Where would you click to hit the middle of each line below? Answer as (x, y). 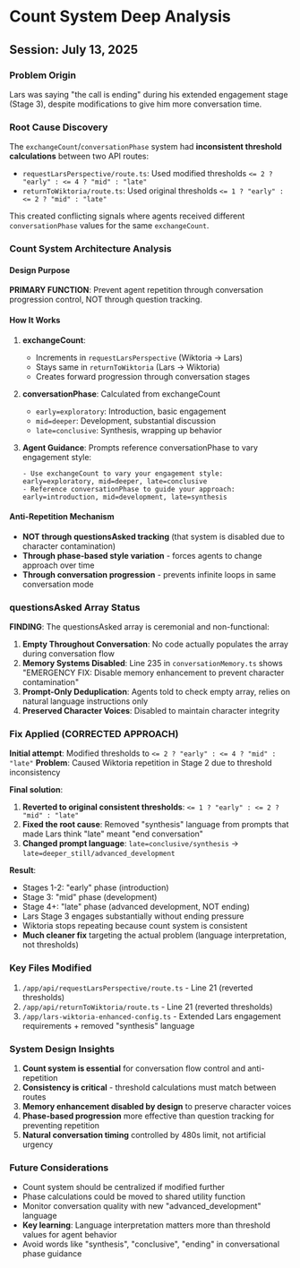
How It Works (35, 320)
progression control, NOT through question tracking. (106, 300)
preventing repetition (61, 1125)
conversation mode (58, 584)
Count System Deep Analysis (120, 17)
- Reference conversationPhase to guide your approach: (129, 489)
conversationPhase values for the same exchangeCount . (109, 226)
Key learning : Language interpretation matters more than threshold (146, 1225)
